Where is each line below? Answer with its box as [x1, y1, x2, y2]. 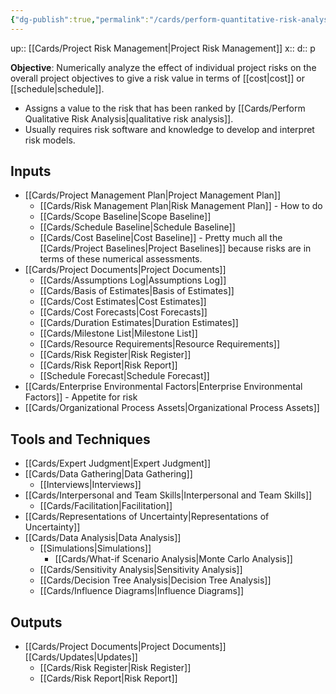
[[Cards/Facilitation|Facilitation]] [39, 500, 173, 512]
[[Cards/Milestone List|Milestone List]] [39, 327, 198, 340]
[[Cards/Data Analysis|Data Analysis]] [24, 532, 182, 544]
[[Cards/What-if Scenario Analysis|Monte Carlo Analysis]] [54, 553, 293, 565]
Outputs [10, 614, 63, 631]
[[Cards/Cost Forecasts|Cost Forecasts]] [39, 306, 208, 318]
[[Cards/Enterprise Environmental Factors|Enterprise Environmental [24, 381, 303, 393]
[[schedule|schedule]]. [10, 82, 105, 95]
